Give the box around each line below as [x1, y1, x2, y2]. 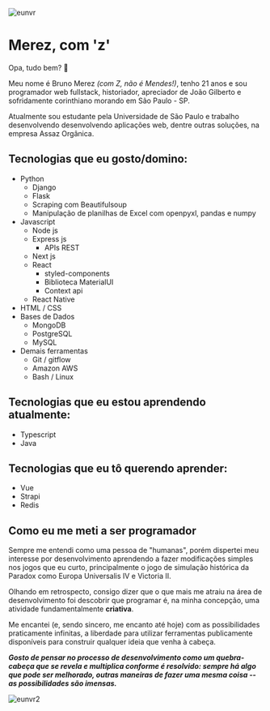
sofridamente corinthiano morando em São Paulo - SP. [8, 96, 190, 105]
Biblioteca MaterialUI [44, 276, 114, 287]
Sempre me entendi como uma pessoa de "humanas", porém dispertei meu [8, 546, 259, 555]
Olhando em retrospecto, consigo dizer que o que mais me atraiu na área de [8, 587, 263, 597]
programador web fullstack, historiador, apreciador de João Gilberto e [8, 87, 242, 96]
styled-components [44, 268, 111, 278]
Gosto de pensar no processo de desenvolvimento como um [8, 653, 215, 662]
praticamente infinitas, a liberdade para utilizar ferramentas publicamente [8, 628, 253, 638]
